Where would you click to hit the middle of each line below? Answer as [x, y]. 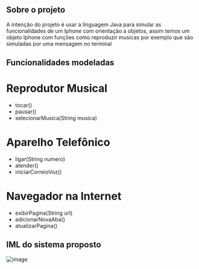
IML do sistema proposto [54, 245]
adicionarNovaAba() [40, 220]
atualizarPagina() [36, 226]
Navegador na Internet [64, 196]
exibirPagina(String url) [44, 213]
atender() [27, 166]
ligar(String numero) [40, 159]
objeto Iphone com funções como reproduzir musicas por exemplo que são [100, 37]
